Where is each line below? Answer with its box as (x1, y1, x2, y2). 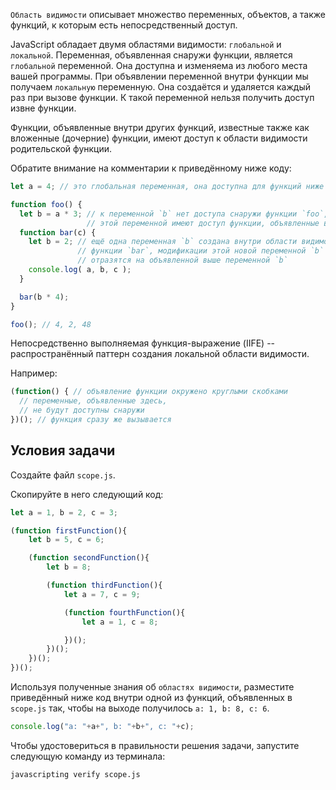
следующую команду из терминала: (10, 750, 166, 762)
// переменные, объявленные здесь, (19, 396, 168, 406)
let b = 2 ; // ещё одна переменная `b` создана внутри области (28, 237, 298, 247)
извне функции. (10, 102, 77, 114)
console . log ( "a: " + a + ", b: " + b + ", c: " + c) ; (10, 722, 195, 732)
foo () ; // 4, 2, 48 (10, 319, 92, 329)
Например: (10, 367, 58, 379)
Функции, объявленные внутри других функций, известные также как (10, 122, 310, 133)
